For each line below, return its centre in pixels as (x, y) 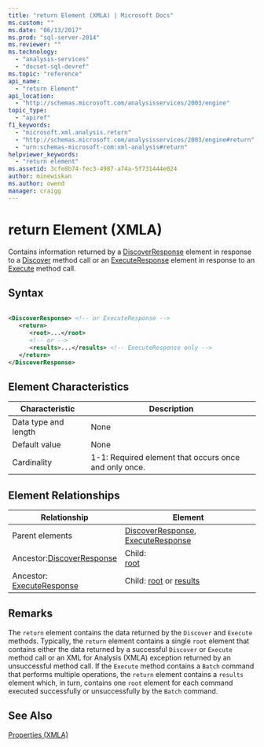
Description (171, 409)
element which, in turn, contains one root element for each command (121, 683)
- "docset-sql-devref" (52, 67)
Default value (37, 445)
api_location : (31, 96)
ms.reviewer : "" (35, 45)
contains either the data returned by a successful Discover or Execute (121, 649)
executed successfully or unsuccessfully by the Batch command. (113, 691)
